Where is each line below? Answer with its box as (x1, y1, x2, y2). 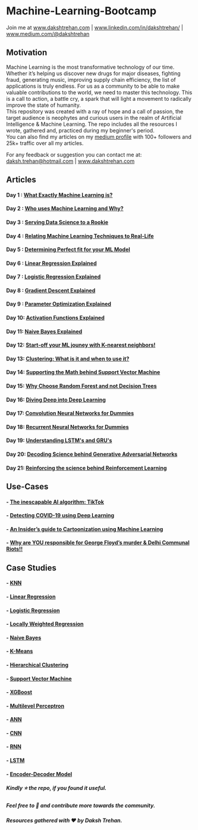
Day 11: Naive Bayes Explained (6, 328, 83, 335)
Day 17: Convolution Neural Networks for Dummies (6, 410, 134, 417)
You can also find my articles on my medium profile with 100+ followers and (6, 133, 192, 140)
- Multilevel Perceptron (6, 702, 64, 709)
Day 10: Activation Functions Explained (6, 314, 105, 322)
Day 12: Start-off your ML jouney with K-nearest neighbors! (6, 341, 156, 348)
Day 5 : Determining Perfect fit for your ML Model (6, 246, 131, 253)
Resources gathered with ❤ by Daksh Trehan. (6, 817, 122, 824)
